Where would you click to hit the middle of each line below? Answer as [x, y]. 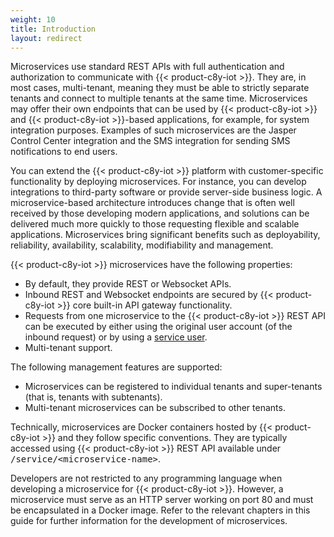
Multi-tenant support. [68, 348]
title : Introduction [53, 29]
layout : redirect [46, 38]
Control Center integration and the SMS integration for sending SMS [150, 141]
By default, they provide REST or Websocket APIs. [128, 284]
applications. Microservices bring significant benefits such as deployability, [165, 235]
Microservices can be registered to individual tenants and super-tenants [173, 387]
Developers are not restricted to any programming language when [146, 478]
